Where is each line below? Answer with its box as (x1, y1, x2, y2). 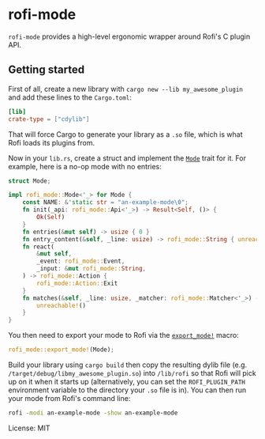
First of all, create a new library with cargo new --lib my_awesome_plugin (8, 84, 243, 93)
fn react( (22, 243, 55, 251)
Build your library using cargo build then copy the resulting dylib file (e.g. (8, 360, 248, 369)
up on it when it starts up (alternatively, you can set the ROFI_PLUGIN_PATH (8, 377, 246, 386)
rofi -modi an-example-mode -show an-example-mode (8, 409, 178, 417)
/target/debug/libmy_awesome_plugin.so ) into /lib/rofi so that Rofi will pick (8, 369, 256, 377)
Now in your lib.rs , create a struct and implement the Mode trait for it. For (8, 153, 247, 163)
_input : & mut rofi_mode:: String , (36, 265, 147, 273)
